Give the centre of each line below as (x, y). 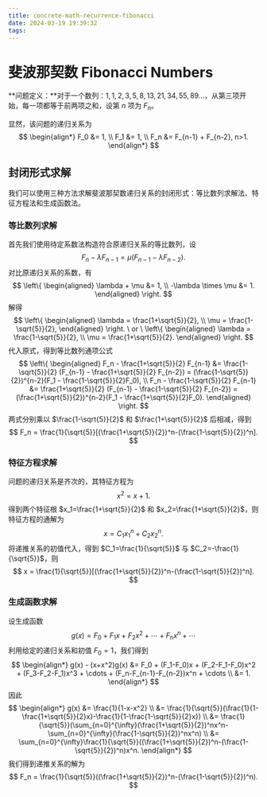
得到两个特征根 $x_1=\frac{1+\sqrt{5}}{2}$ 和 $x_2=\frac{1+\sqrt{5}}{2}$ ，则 (133, 509)
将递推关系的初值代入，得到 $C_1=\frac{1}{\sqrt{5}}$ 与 (99, 549)
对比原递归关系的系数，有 (50, 273)
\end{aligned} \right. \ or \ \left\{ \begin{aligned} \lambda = (155, 329)
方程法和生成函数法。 (50, 203)
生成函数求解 (33, 602)
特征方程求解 (33, 462)
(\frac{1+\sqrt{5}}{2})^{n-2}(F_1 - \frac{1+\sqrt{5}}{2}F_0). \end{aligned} (133, 398)
